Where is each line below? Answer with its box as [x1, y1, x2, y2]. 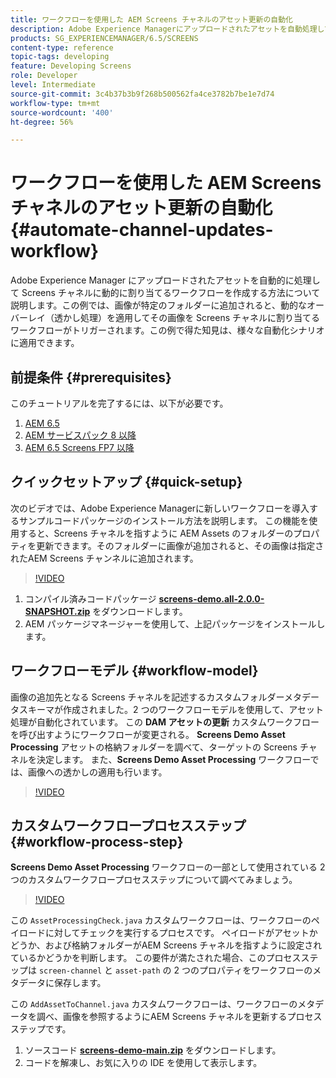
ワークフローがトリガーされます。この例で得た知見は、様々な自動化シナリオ [10, 324, 325, 336]
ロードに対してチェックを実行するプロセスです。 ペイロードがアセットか [18, 927, 318, 939]
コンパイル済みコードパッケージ [24, 592, 157, 605]
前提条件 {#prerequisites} [10, 369, 172, 386]
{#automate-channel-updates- [10, 219, 274, 241]
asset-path [115, 966, 161, 976]
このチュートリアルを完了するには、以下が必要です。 [10, 397, 229, 409]
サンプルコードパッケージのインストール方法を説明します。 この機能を [18, 514, 310, 526]
